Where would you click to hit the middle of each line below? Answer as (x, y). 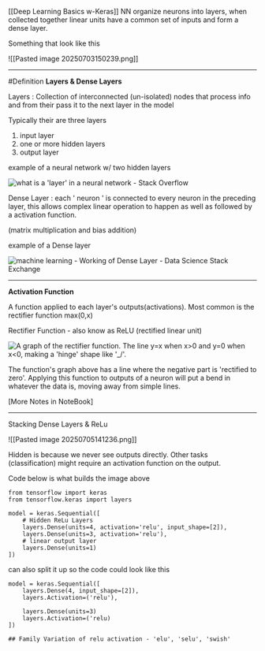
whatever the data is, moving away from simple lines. (95, 386)
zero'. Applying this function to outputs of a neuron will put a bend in (119, 378)
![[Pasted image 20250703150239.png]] (73, 59)
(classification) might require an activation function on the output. (114, 463)
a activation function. (43, 215)
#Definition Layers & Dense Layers (65, 81)
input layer (37, 136)
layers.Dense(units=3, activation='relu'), (95, 534)
